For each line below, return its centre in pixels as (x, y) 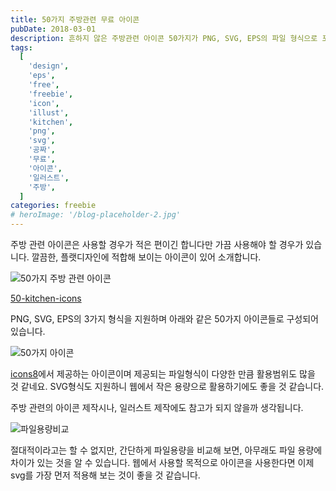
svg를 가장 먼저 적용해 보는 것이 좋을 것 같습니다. (105, 475)
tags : (21, 47)
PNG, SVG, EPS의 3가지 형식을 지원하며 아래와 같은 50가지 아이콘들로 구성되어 (164, 319)
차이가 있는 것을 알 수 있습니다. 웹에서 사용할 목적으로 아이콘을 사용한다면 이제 (162, 462)
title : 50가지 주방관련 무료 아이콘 (75, 19)
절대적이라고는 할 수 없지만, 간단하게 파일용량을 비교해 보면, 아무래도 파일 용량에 (166, 450)
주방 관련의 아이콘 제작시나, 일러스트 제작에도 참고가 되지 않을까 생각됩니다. (157, 407)
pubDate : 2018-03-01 (53, 29)
